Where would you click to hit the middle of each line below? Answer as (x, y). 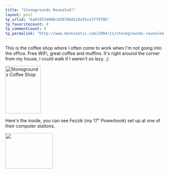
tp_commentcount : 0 (26, 29)
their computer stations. (30, 126)
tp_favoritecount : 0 (27, 24)
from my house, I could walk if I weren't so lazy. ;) (57, 59)
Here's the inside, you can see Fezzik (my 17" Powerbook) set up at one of (83, 120)
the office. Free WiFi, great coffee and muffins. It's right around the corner (83, 53)
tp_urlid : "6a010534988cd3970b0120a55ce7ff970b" (57, 19)
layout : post (19, 15)
